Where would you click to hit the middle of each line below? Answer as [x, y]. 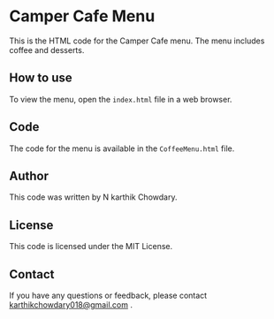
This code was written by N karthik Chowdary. [93, 197]
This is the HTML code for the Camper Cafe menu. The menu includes [137, 41]
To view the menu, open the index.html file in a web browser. [121, 99]
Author [29, 175]
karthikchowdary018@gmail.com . [71, 305]
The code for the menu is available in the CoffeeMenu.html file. [122, 148]
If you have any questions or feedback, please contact [108, 295]
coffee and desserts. [47, 49]
